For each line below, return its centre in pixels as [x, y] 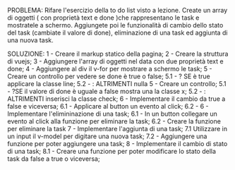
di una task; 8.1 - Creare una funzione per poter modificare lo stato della [112, 151]
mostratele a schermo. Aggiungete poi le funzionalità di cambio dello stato [115, 25]
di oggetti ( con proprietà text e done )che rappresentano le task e [103, 18]
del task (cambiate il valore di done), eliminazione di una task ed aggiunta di [117, 32]
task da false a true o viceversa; [54, 159]
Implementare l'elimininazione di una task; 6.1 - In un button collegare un [112, 114]
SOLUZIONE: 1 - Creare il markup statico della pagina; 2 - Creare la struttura [118, 54]
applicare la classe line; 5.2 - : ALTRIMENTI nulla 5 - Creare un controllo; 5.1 [117, 84]
